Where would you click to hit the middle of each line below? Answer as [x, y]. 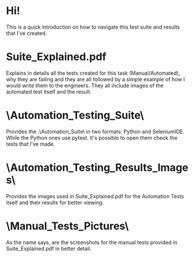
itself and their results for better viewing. [55, 202]
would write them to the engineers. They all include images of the [85, 85]
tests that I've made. [31, 144]
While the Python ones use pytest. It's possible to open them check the [92, 137]
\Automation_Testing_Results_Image [97, 167]
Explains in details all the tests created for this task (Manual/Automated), [93, 73]
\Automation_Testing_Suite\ [75, 116]
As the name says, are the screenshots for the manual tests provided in [92, 242]
